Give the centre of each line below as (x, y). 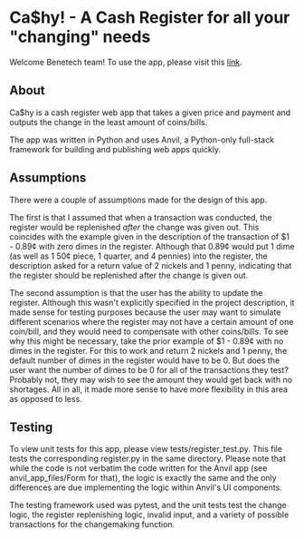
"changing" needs (80, 37)
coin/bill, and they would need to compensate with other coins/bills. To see (149, 331)
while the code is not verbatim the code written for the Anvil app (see (138, 468)
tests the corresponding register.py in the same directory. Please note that (148, 459)
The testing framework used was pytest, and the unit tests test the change (148, 505)
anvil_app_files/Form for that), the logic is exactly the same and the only (143, 478)
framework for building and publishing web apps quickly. (115, 149)
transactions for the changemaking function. (92, 524)
